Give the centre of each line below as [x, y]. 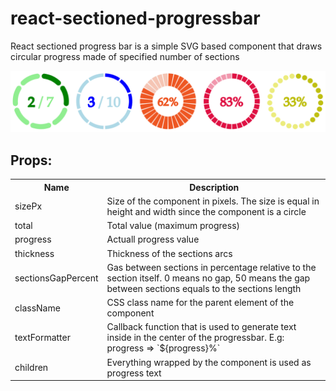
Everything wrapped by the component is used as [209, 362]
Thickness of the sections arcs [169, 253]
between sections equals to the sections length [204, 288]
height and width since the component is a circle [206, 211]
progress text [134, 373]
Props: [31, 160]
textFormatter [42, 338]
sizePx [28, 206]
